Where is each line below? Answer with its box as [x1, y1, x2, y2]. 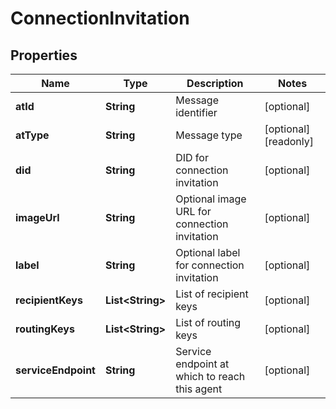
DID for [175, 151, 209, 164]
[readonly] [264, 135, 314, 148]
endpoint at [175, 357, 230, 371]
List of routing [175, 316, 242, 329]
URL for [175, 205, 212, 218]
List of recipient [175, 287, 249, 301]
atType [15, 128, 50, 142]
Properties [10, 47, 78, 64]
